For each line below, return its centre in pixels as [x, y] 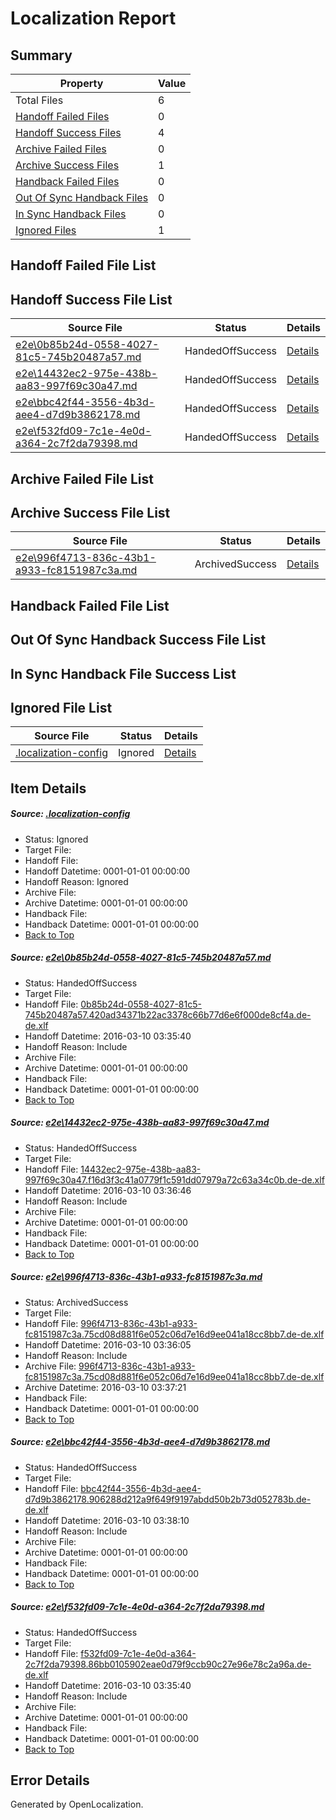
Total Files [39, 100]
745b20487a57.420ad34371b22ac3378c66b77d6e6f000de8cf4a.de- [168, 1014]
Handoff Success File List [91, 299]
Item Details [48, 788]
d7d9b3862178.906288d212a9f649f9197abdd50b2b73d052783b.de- [168, 1499]
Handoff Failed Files [62, 116]
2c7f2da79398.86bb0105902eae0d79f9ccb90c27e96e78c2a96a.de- [168, 1664]
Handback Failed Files [67, 181]
